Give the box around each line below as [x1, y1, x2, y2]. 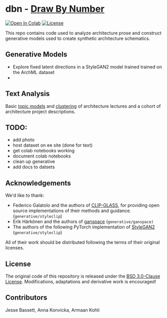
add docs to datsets [12, 164, 55, 170]
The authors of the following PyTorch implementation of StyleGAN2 [12, 224, 155, 230]
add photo [12, 137, 35, 143]
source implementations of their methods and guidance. [12, 208, 132, 214]
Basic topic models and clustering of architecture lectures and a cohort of [5, 103, 161, 109]
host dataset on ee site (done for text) [12, 142, 93, 148]
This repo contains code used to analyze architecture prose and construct [5, 30, 162, 36]
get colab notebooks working [12, 148, 75, 154]
